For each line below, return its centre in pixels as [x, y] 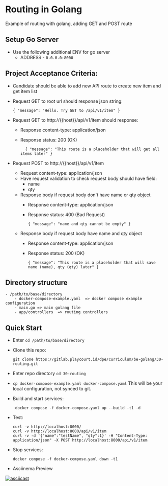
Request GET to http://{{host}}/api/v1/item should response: [75, 120]
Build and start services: [38, 399]
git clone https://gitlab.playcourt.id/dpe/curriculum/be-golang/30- [88, 360]
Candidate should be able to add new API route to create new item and [87, 86]
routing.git [25, 364]
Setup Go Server [32, 40]
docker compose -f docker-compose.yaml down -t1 [65, 459]
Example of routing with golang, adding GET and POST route [69, 24]
